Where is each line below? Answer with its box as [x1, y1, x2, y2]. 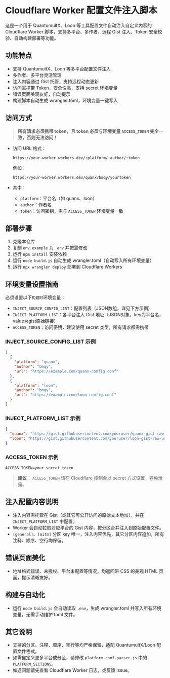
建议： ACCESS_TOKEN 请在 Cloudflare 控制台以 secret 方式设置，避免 [17, 475, 158, 481]
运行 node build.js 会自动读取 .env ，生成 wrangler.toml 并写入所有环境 [12, 605, 162, 611]
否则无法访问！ [26, 134, 58, 140]
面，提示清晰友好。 [12, 574, 53, 580]
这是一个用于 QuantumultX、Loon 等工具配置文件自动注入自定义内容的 [5, 22, 152, 28]
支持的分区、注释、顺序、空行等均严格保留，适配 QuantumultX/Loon [12, 642, 155, 648]
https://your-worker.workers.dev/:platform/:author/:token [12, 155, 140, 160]
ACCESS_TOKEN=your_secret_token [5, 466, 73, 471]
